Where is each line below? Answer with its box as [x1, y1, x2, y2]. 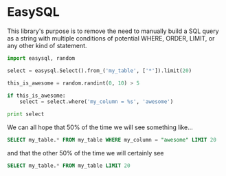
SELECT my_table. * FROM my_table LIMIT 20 [7, 162, 131, 169]
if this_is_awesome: [7, 92, 67, 99]
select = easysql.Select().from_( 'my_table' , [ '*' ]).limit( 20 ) [7, 67, 192, 74]
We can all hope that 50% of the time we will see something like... [7, 123, 194, 131]
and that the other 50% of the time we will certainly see [7, 149, 164, 157]
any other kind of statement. [7, 41, 87, 49]
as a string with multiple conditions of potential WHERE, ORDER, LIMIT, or [7, 34, 215, 42]
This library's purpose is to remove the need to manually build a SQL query [7, 27, 219, 35]
